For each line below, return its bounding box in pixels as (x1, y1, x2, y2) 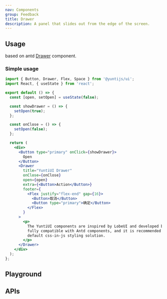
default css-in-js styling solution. (27, 233, 106, 238)
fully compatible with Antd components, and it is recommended (27, 228, 162, 233)
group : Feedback (5, 12, 39, 17)
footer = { (23, 186, 41, 192)
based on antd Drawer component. (5, 53, 77, 59)
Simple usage (5, 65, 39, 72)
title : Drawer (5, 16, 35, 21)
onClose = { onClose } (23, 173, 61, 178)
